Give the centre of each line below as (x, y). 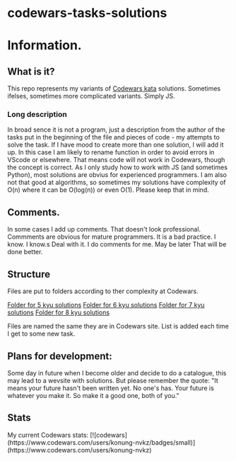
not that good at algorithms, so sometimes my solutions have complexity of (117, 183)
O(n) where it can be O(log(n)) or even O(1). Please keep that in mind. (108, 190)
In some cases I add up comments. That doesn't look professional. (104, 229)
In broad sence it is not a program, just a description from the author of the (116, 130)
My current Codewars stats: (48, 435)
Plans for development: (60, 356)
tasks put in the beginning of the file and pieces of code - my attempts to (114, 137)
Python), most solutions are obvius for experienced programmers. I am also (117, 175)
